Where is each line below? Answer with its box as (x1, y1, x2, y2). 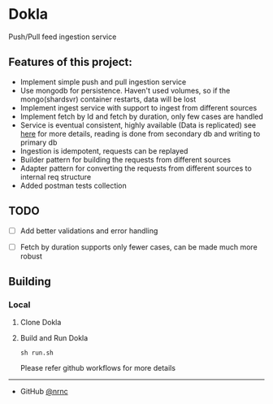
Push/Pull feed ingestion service (8, 32, 117, 41)
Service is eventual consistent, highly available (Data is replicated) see (19, 119, 257, 130)
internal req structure (19, 172, 92, 181)
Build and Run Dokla (19, 333, 89, 343)
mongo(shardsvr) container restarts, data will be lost (19, 94, 197, 104)
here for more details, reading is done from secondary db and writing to (19, 128, 261, 138)
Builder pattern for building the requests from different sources (19, 154, 232, 164)
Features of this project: (8, 55, 132, 69)
